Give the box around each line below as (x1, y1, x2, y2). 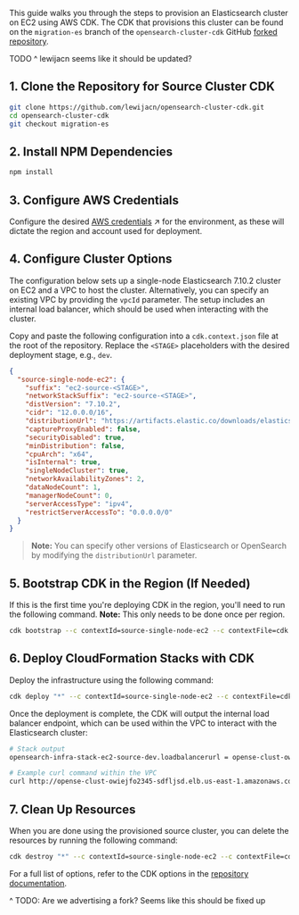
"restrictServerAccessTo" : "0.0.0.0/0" (25, 508, 174, 517)
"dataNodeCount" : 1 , (25, 483, 101, 492)
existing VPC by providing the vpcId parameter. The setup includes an (9, 294, 265, 304)
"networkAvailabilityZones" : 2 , (25, 475, 145, 484)
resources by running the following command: (9, 835, 178, 845)
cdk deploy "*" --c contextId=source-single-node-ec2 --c (9, 692, 229, 701)
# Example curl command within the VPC (9, 769, 158, 778)
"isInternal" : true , (25, 458, 101, 467)
